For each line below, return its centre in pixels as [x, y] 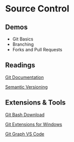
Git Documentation [24, 77]
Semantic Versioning [26, 87]
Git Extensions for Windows [34, 124]
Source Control [37, 9]
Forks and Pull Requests [37, 50]
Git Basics [23, 39]
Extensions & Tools [35, 103]
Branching [23, 44]
